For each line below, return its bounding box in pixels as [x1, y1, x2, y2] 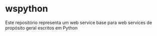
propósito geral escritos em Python [5, 24, 78, 30]
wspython [5, 3, 48, 14]
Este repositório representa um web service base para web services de [5, 19, 152, 25]
